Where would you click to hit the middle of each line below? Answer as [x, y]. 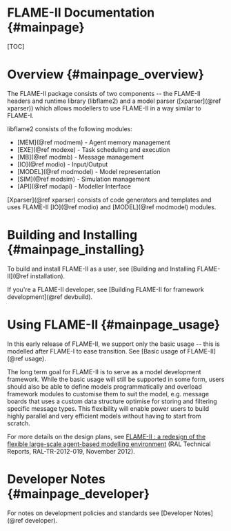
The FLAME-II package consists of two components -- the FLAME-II [104, 93]
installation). [48, 276]
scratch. [19, 423]
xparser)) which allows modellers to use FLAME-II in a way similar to [104, 108]
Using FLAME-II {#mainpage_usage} [114, 325]
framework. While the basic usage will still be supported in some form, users [116, 379]
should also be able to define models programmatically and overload [104, 386]
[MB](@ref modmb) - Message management [80, 157]
